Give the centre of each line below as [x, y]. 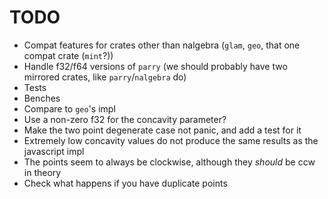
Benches [42, 98]
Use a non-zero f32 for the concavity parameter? [125, 119]
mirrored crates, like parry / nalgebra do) [105, 77]
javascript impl [54, 151]
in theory [42, 172]
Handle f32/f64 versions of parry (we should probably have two [155, 66]
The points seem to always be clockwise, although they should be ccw [169, 162]
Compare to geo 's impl [69, 108]
